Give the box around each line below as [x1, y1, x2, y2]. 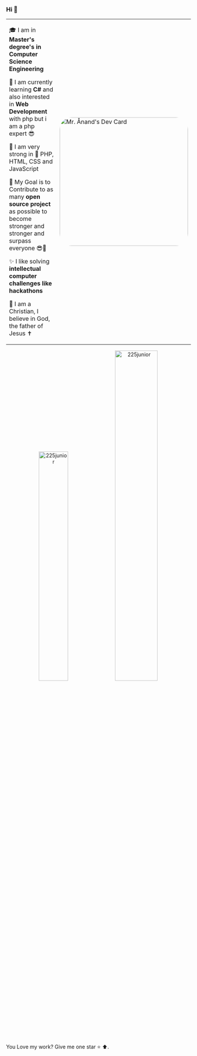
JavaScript [9, 165, 39, 173]
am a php [9, 122, 35, 130]
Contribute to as [9, 185, 54, 193]
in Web [9, 100, 29, 108]
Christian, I [9, 307, 39, 316]
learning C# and [9, 85, 54, 93]
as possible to [9, 207, 47, 216]
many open [9, 193, 40, 201]
